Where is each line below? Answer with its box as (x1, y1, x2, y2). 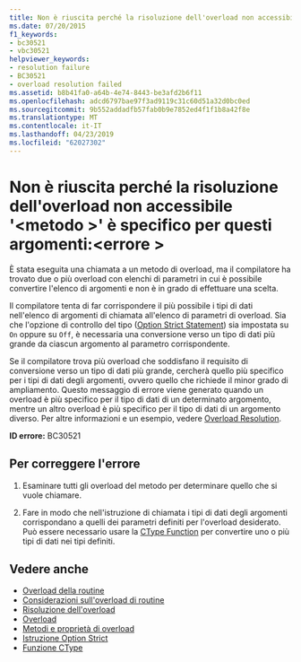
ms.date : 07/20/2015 (9, 22, 87, 30)
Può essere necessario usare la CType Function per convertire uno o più (21, 526, 289, 536)
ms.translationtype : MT (9, 113, 99, 122)
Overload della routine (21, 585, 105, 597)
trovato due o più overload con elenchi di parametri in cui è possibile (9, 273, 262, 283)
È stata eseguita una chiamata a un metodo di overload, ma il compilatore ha (9, 264, 291, 274)
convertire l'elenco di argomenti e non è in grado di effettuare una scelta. (9, 283, 279, 293)
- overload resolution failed (9, 80, 123, 89)
